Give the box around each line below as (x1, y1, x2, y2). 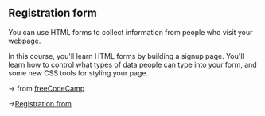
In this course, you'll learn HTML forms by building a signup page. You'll (8, 51, 244, 60)
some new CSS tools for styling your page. (8, 68, 149, 78)
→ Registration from (8, 99, 72, 108)
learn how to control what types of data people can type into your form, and (8, 60, 257, 69)
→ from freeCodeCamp (8, 83, 85, 93)
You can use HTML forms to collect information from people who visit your (8, 27, 253, 37)
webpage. (8, 36, 41, 45)
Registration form (8, 6, 97, 20)
